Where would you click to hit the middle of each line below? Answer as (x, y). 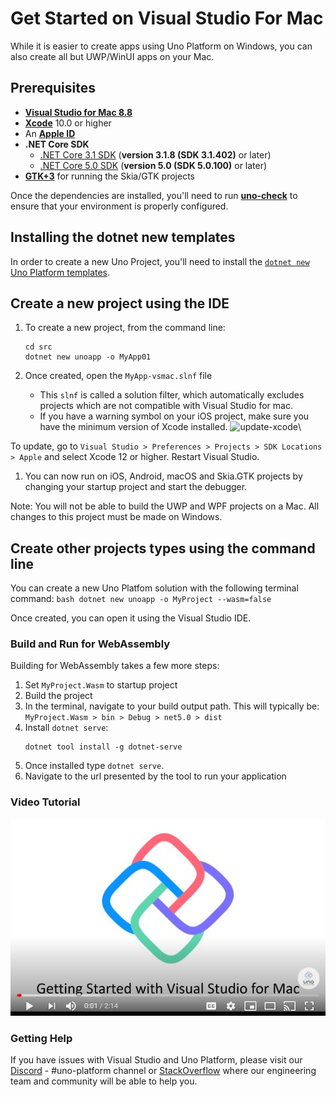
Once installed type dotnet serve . (94, 766)
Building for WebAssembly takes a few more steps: (115, 666)
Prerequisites (53, 88)
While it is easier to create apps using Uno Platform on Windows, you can (161, 46)
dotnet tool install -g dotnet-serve (103, 747)
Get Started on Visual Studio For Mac (167, 18)
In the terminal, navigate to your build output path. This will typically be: (172, 706)
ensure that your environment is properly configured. (119, 206)
